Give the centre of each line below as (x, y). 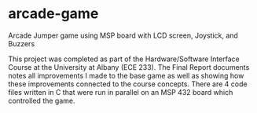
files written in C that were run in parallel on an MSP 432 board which (121, 92)
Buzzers (22, 43)
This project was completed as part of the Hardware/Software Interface (124, 59)
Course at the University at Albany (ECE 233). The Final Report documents (129, 67)
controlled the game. (42, 100)
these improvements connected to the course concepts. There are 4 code (128, 84)
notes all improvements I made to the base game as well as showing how (126, 75)
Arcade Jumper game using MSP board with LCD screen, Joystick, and (123, 35)
